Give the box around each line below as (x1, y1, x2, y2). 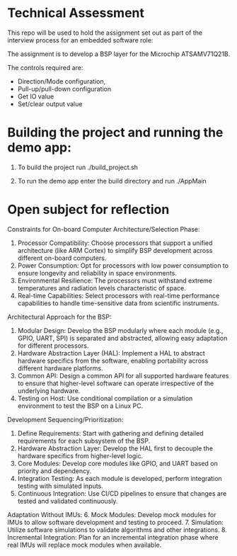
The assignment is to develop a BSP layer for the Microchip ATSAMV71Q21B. (7, 50, 231, 58)
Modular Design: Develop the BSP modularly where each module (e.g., (17, 326, 224, 334)
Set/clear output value (17, 99, 83, 108)
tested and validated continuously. (17, 497, 118, 505)
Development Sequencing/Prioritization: (7, 415, 124, 424)
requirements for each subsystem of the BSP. (17, 436, 151, 445)
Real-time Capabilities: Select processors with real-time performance (17, 291, 220, 300)
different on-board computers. (17, 254, 107, 262)
